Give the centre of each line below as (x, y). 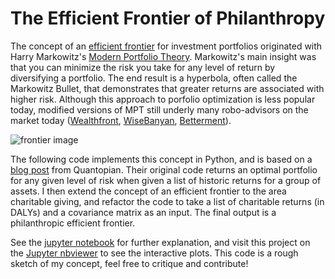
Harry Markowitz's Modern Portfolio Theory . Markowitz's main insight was (163, 56)
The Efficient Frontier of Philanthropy (168, 18)
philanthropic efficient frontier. (73, 223)
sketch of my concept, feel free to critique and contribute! (129, 263)
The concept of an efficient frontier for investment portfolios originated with (166, 46)
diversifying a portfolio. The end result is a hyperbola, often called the (154, 78)
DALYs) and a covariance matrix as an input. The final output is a (143, 212)
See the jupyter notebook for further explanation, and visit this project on (160, 242)
